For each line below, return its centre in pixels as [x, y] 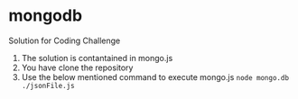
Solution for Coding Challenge [65, 40]
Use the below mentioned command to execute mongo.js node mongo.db [155, 76]
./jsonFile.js [48, 85]
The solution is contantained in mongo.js [97, 58]
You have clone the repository [77, 67]
